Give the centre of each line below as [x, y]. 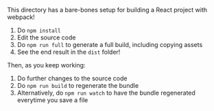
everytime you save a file [52, 100]
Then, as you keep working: [46, 65]
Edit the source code [46, 37]
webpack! [21, 17]
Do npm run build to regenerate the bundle [78, 85]
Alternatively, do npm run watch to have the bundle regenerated [106, 93]
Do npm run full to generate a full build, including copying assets [110, 45]
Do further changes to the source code [72, 78]
